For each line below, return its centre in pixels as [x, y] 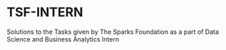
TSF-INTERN [45, 12]
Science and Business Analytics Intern [63, 39]
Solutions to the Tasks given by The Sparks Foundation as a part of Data [113, 32]
